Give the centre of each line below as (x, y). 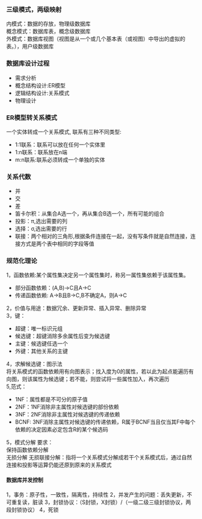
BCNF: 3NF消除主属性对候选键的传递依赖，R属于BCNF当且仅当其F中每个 (105, 422)
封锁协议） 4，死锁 (35, 509)
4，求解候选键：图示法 (35, 364)
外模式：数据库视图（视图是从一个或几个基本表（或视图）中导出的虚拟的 (96, 39)
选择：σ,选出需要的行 (41, 229)
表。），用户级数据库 (30, 46)
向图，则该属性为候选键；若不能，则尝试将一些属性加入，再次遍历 (88, 379)
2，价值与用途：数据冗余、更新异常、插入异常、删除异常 (76, 308)
